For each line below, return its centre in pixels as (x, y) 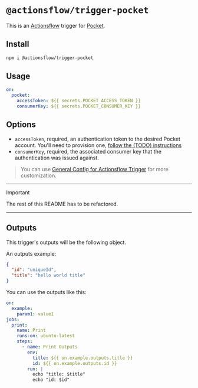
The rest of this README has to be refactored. (62, 204)
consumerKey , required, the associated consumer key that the (88, 151)
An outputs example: (31, 253)
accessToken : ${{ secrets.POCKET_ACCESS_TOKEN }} (79, 101)
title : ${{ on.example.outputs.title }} (82, 358)
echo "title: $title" (59, 374)
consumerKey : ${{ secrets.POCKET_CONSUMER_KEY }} (79, 106)
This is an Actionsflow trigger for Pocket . (56, 25)
